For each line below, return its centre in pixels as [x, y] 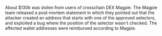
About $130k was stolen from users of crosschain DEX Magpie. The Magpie [81, 8]
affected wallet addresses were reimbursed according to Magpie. [71, 28]
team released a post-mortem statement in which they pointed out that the [80, 13]
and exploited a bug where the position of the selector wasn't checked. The [81, 23]
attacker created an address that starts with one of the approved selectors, [81, 18]
